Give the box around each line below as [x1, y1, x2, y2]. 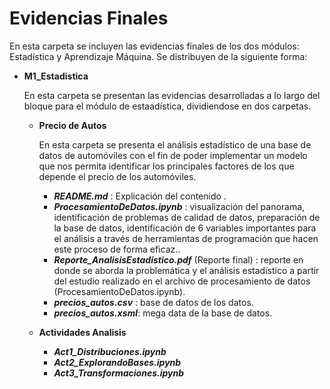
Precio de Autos [38, 119, 107, 131]
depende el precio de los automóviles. [38, 170, 197, 182]
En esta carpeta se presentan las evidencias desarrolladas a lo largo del [23, 89, 321, 101]
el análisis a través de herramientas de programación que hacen [53, 232, 319, 244]
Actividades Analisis [38, 326, 127, 338]
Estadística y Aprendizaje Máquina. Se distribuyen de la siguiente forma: [9, 50, 308, 62]
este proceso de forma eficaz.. [53, 243, 181, 255]
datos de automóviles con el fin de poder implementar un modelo [38, 149, 308, 161]
